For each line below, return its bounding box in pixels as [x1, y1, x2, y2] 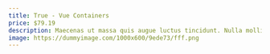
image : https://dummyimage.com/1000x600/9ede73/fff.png [8, 33, 199, 42]
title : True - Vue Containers [8, 11, 110, 20]
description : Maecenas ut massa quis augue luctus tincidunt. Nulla [8, 26, 243, 34]
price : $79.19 [8, 19, 56, 27]
